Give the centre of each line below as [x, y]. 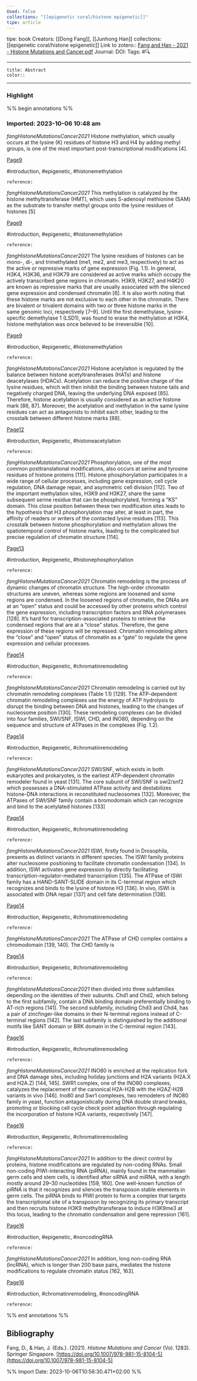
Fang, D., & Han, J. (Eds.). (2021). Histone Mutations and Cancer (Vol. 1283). [98, 1348]
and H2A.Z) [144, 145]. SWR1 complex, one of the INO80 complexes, [89, 1083]
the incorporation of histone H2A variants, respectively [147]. [80, 1114]
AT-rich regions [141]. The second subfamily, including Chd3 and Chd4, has [98, 1008]
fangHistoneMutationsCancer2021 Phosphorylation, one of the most [89, 462]
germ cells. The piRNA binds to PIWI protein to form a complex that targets [96, 1196]
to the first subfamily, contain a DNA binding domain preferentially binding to [99, 1001]
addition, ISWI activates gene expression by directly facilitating [82, 869]
